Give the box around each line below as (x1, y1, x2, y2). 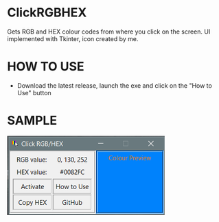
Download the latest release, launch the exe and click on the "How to (16, 81, 213, 90)
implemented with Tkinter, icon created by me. (7, 34, 139, 42)
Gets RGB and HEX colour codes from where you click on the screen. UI (7, 27, 211, 36)
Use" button (16, 88, 51, 97)
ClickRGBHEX (7, 5, 87, 21)
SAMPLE (7, 113, 57, 128)
